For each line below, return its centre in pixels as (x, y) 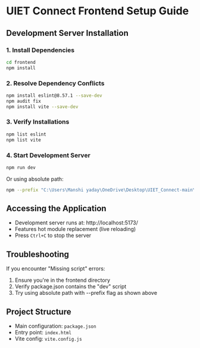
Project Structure (39, 312)
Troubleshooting (38, 254)
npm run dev (21, 167)
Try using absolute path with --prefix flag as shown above (86, 293)
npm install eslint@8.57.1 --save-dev (54, 96)
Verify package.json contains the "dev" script (71, 287)
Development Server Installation (68, 33)
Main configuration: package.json (55, 326)
